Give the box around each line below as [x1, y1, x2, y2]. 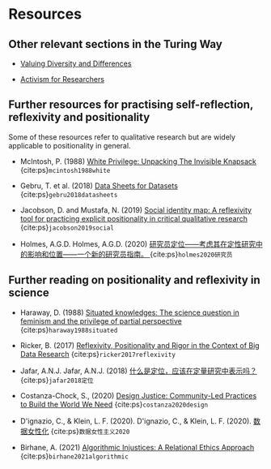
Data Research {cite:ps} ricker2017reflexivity [19, 349, 176, 359]
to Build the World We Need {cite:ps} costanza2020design [19, 399, 209, 409]
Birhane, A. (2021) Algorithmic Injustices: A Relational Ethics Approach [19, 442, 255, 452]
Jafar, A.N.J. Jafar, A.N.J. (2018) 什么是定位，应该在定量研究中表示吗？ [19, 366, 257, 376]
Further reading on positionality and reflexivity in [8, 273, 260, 287]
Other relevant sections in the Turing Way [8, 37, 222, 51]
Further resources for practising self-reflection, [8, 98, 253, 112]
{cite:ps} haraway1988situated [19, 325, 118, 334]
